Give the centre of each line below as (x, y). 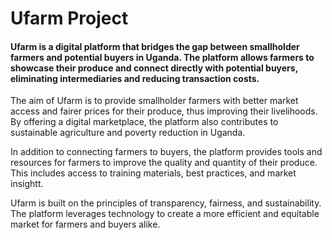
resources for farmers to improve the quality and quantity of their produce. (164, 163)
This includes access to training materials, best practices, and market (153, 173)
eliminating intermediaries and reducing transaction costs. (135, 78)
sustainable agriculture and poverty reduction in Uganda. (128, 133)
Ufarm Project (69, 18)
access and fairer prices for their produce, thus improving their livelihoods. (164, 111)
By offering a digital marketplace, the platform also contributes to (144, 122)
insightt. (27, 184)
